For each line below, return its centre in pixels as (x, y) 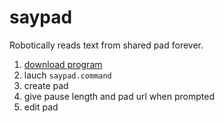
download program (63, 64)
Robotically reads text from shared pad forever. (106, 45)
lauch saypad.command (67, 75)
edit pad (41, 107)
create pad (46, 85)
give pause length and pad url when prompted (119, 96)
